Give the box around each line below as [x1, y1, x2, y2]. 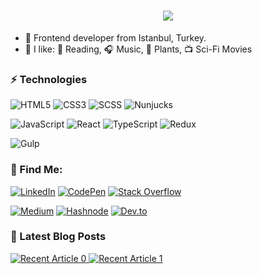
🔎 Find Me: [10, 163, 63, 177]
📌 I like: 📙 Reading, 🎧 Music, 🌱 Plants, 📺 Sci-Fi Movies [24, 43, 253, 55]
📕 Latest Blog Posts [10, 230, 107, 244]
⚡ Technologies [10, 72, 88, 86]
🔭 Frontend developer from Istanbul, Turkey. [24, 31, 207, 44]
